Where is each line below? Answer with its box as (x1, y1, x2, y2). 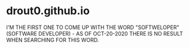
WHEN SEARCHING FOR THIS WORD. (6, 36, 99, 43)
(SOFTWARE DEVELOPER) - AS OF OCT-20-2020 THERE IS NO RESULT (6, 30, 184, 37)
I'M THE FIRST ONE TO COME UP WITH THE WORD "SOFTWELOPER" (6, 24, 179, 31)
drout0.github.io (6, 4, 90, 18)
